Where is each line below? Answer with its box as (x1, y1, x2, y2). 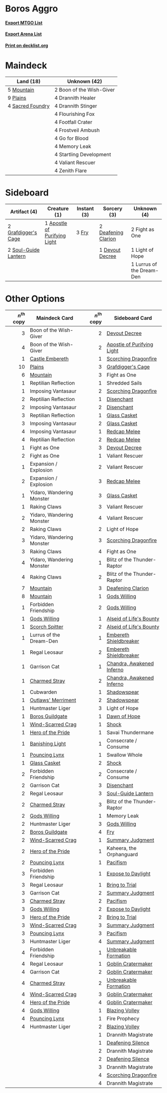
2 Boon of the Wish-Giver (54, 86, 115, 93)
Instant (77, 205, 94, 212)
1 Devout (99, 246, 121, 253)
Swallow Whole (106, 752, 143, 759)
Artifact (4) (10, 208, 37, 215)
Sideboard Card (114, 314, 153, 321)
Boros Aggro (5, 3, 58, 14)
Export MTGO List (5, 19, 43, 25)
